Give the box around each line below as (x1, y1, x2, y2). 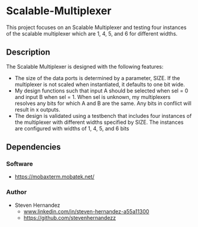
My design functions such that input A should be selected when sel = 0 (14, 87, 189, 94)
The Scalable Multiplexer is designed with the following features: (6, 63, 164, 70)
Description (6, 47, 50, 57)
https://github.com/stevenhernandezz (23, 214, 116, 221)
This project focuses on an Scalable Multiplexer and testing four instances (6, 24, 187, 31)
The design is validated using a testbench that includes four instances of (14, 112, 192, 119)
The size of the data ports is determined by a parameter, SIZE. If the (14, 74, 180, 81)
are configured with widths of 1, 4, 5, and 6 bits (14, 124, 129, 132)
